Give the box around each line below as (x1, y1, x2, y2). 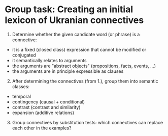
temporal (12, 93, 31, 99)
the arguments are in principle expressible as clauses (12, 68, 124, 74)
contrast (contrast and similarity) (12, 104, 81, 110)
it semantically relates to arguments (12, 57, 87, 63)
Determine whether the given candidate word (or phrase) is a (12, 31, 140, 37)
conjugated (12, 52, 36, 58)
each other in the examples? (12, 125, 72, 131)
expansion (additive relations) (12, 110, 75, 116)
